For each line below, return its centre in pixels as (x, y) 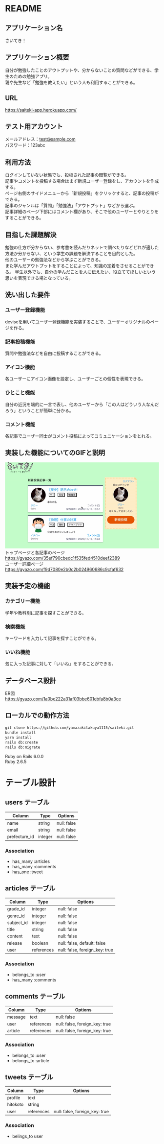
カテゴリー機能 (23, 601)
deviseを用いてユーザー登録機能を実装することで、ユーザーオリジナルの (78, 322)
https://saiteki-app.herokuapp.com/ (41, 110)
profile (14, 1098)
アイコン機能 (20, 367)
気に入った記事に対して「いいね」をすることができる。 (61, 664)
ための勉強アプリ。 (33, 76)
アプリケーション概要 (37, 58)
